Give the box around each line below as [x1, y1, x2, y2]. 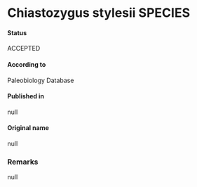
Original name [7, 124, 49, 132]
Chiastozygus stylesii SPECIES [7, 5, 191, 21]
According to [7, 60, 46, 68]
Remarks [7, 157, 39, 167]
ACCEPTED [7, 44, 41, 53]
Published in [7, 92, 44, 101]
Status [7, 28, 27, 37]
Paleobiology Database [7, 76, 74, 84]
